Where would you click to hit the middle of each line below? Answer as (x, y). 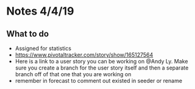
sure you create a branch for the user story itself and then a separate (102, 68)
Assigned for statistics (43, 48)
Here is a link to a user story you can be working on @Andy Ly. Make (101, 61)
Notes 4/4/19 (40, 11)
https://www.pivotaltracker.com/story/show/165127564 (84, 55)
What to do (28, 34)
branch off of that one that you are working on (73, 74)
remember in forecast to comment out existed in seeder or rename (99, 81)
